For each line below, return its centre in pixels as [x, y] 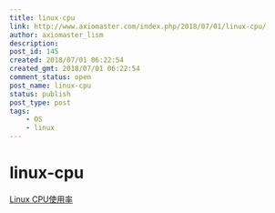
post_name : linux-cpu [51, 86]
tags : [20, 111]
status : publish [40, 94]
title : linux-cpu [42, 18]
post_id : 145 [34, 52]
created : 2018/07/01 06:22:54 [67, 60]
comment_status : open [51, 77]
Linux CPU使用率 [41, 199]
